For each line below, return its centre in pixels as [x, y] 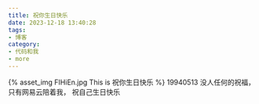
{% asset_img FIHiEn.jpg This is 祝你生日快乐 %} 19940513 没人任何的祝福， [131, 82]
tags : [17, 30]
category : [24, 45]
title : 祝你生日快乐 [38, 15]
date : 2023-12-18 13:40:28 [52, 23]
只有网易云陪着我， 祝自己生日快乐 [64, 91]
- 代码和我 [24, 52]
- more [19, 59]
